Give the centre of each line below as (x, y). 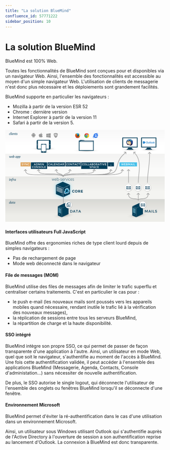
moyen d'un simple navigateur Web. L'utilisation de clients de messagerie (82, 81)
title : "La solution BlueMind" (38, 11)
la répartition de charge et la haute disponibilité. (62, 323)
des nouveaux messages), (40, 312)
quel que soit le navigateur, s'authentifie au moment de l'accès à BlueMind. (83, 356)
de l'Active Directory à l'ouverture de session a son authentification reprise (83, 437)
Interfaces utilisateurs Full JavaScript (46, 232)
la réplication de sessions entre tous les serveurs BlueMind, (75, 318)
